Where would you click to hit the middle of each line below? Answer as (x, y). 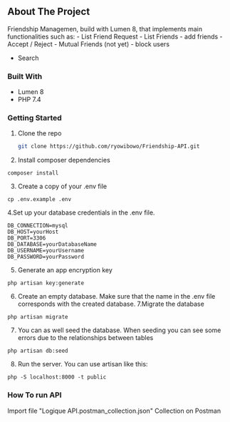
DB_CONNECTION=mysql (38, 226)
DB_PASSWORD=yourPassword (46, 257)
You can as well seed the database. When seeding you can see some (119, 330)
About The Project (49, 12)
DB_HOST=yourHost (33, 232)
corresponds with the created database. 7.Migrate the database (111, 304)
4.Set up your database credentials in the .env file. (81, 212)
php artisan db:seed (38, 351)
